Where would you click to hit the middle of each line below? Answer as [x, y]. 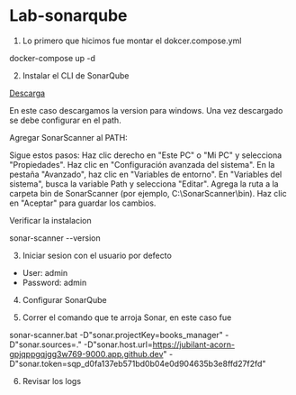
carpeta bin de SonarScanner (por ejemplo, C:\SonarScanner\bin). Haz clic [148, 193]
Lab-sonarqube [68, 16]
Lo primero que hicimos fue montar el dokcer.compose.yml [132, 41]
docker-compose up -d [53, 58]
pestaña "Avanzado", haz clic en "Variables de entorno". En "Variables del [146, 174]
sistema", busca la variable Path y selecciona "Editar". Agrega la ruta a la [144, 184]
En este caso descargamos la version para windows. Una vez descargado [146, 110]
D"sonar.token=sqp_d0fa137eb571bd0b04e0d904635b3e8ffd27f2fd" [138, 363]
